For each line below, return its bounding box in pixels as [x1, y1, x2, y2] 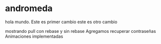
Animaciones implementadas [5, 33, 63, 39]
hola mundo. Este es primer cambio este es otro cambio [5, 19, 118, 25]
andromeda [5, 3, 53, 14]
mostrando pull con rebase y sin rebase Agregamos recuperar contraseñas [5, 28, 156, 34]
